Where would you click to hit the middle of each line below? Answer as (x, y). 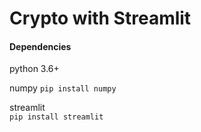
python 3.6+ (34, 69)
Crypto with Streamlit (100, 18)
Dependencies (40, 46)
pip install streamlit (56, 117)
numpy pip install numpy (63, 88)
